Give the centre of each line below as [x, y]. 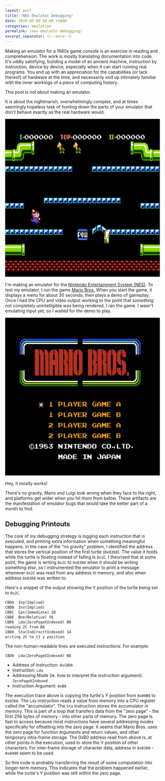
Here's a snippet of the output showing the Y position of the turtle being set [82, 587]
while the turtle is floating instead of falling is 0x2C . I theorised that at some [81, 557]
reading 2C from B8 [25, 627]
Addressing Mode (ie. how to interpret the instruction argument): [78, 675]
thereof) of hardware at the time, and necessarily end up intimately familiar [81, 77]
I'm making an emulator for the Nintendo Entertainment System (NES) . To [79, 284]
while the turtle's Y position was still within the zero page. [63, 773]
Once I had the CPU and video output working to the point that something [79, 300]
